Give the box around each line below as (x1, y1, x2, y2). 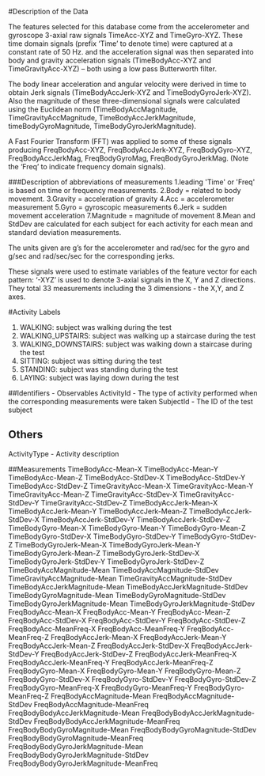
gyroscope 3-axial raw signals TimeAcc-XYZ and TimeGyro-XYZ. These (8, 31, 244, 40)
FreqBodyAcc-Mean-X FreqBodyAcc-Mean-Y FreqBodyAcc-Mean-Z (8, 607, 231, 616)
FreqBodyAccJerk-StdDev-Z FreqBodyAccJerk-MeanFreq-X (40, 649, 237, 659)
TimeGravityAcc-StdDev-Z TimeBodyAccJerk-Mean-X (40, 498, 218, 507)
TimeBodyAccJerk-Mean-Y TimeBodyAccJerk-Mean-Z (8, 506, 187, 516)
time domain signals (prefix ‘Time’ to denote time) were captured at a (8, 39, 233, 48)
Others (8, 428, 44, 441)
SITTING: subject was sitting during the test (19, 356, 162, 365)
